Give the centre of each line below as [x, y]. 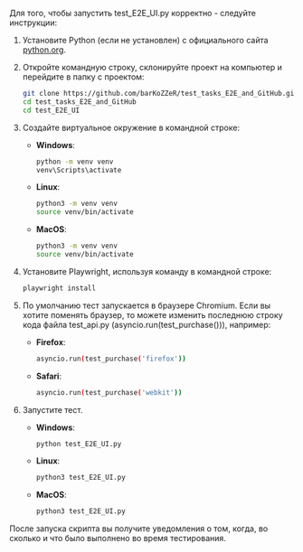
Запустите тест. [52, 409]
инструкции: [33, 23]
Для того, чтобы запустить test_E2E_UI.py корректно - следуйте [133, 13]
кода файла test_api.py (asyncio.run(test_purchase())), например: [147, 324]
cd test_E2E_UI [51, 110]
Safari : [48, 376]
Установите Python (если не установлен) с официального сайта [145, 40]
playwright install [59, 288]
